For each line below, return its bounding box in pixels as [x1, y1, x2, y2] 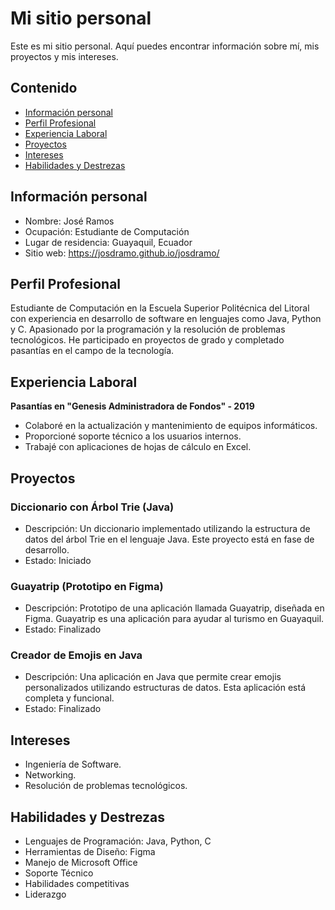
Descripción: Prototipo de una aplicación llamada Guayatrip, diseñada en [24, 602, 325, 614]
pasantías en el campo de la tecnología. [10, 345, 175, 357]
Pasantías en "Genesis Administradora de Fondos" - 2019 [10, 400, 255, 412]
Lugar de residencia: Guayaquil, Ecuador [24, 236, 193, 248]
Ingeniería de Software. [24, 758, 122, 771]
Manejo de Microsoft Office [24, 857, 138, 869]
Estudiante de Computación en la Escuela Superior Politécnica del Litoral [10, 302, 310, 314]
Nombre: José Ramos [24, 215, 115, 227]
